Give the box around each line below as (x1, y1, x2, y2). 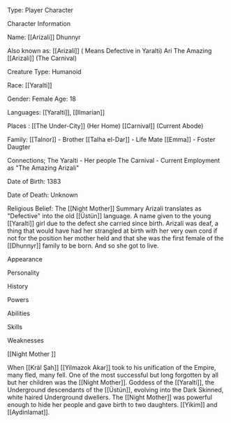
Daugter (7, 143, 31, 151)
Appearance (7, 255, 43, 263)
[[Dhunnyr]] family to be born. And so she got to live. (7, 241, 159, 250)
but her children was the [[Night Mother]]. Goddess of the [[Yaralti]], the (7, 378, 215, 387)
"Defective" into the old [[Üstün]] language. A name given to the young (7, 212, 211, 220)
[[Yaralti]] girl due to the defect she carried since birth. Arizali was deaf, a (7, 220, 218, 227)
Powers (7, 296, 29, 303)
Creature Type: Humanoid (7, 68, 82, 76)
